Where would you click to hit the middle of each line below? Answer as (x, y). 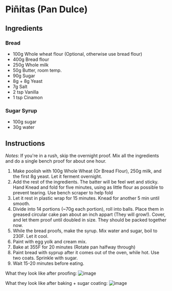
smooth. (21, 204)
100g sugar (25, 122)
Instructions (25, 143)
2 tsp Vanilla (26, 92)
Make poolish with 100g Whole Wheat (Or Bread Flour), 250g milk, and (87, 171)
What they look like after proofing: (41, 273)
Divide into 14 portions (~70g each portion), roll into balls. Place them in (88, 209)
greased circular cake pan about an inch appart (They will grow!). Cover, (89, 214)
